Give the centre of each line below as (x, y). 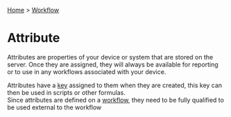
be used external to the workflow (54, 107)
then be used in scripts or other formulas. (67, 92)
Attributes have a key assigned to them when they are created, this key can (115, 85)
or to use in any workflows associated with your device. (87, 71)
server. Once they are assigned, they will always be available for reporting (113, 64)
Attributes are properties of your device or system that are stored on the (110, 57)
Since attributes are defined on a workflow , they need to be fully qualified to (115, 100)
